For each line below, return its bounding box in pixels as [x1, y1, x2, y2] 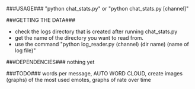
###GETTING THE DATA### [6, 17, 76, 23]
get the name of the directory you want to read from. [14, 34, 143, 41]
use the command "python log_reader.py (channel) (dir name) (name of [14, 41, 190, 47]
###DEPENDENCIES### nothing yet [6, 59, 95, 65]
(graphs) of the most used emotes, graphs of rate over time [6, 77, 151, 83]
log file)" [14, 47, 36, 54]
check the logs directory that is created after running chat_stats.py [14, 28, 178, 35]
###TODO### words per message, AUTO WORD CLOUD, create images [6, 70, 183, 77]
